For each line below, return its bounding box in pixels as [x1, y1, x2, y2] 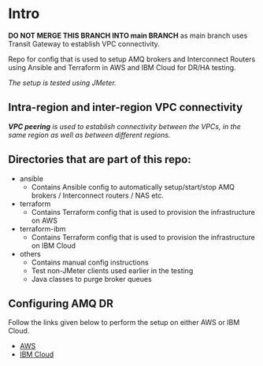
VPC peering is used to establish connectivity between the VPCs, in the [8, 121, 242, 131]
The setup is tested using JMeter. [8, 78, 117, 87]
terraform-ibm [19, 224, 66, 233]
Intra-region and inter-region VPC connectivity [8, 101, 243, 114]
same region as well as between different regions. [8, 130, 171, 139]
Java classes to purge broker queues [31, 274, 152, 283]
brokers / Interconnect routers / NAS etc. [31, 190, 164, 200]
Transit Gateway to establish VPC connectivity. [8, 39, 160, 48]
